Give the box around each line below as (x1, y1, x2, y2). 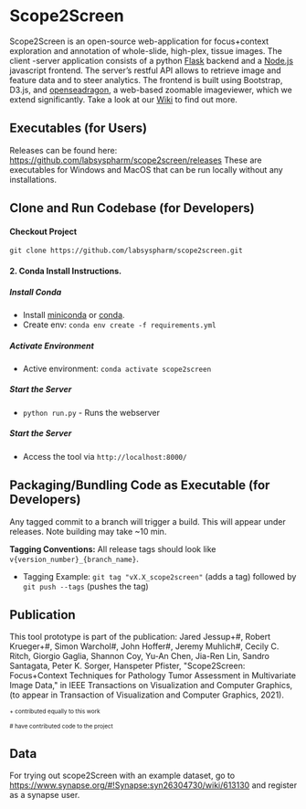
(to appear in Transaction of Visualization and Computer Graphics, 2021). (9, 689, 285, 700)
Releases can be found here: (9, 144, 118, 155)
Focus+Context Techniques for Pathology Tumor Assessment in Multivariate (9, 670, 297, 681)
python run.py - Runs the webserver (22, 407, 161, 418)
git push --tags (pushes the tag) (22, 580, 149, 591)
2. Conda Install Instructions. (9, 265, 122, 276)
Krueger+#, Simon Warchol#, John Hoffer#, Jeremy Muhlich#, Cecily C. (9, 641, 280, 652)
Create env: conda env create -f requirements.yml (22, 319, 216, 330)
